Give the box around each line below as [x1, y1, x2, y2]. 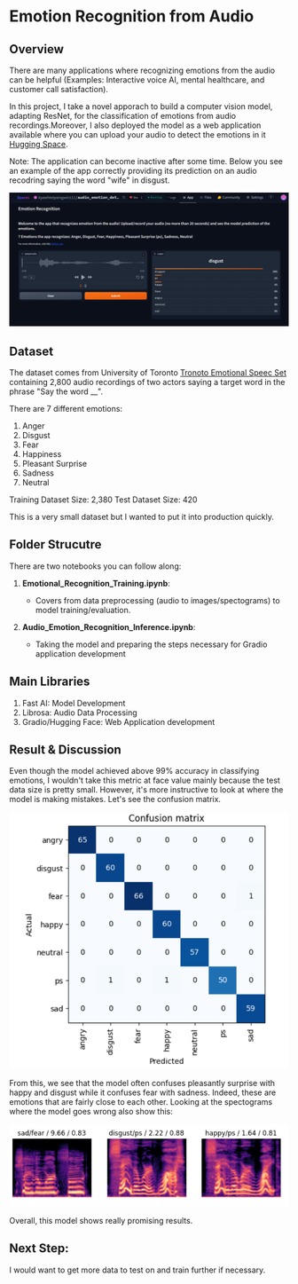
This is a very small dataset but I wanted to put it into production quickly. [9, 511, 275, 522]
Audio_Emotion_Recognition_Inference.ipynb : [21, 621, 196, 632]
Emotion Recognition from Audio [9, 6, 255, 27]
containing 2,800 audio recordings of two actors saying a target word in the [9, 376, 286, 387]
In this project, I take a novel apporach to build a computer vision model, [9, 101, 273, 112]
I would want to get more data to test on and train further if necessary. [9, 1264, 266, 1275]
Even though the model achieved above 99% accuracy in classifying [9, 766, 260, 776]
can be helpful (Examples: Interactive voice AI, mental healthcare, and [9, 75, 265, 85]
